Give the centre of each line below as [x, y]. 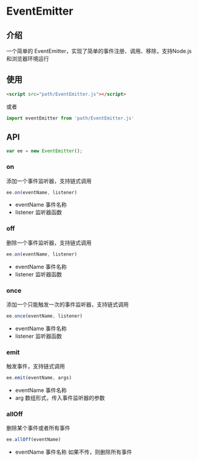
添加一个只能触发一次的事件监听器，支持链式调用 [67, 304]
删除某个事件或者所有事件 [38, 428]
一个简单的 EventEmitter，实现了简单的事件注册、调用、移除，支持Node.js [99, 51]
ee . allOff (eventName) [34, 440]
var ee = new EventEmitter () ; [45, 151]
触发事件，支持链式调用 [36, 366]
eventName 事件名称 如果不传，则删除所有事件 [73, 452]
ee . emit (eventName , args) [39, 378]
